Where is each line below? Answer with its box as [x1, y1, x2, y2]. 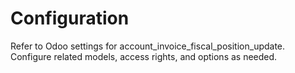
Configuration [10, 7, 130, 30]
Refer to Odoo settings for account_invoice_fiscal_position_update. [10, 40, 286, 52]
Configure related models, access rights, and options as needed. [10, 50, 278, 62]
